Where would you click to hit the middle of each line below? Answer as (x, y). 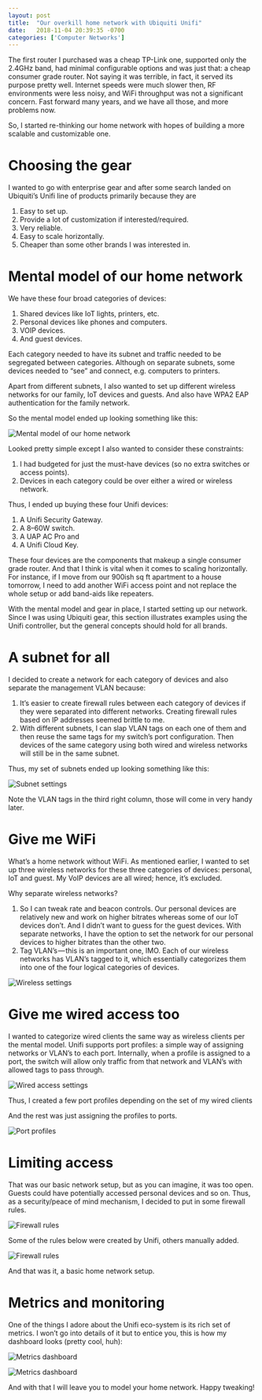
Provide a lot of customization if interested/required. (104, 220)
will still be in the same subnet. (69, 753)
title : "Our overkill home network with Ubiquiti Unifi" (105, 23)
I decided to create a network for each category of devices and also (118, 680)
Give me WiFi (52, 840)
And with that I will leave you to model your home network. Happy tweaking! (131, 1387)
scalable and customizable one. (60, 134)
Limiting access (61, 1163)
